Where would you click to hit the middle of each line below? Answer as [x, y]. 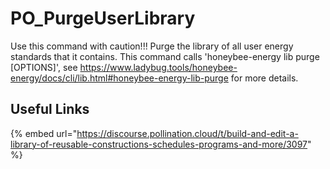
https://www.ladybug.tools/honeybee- [158, 67]
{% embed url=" [44, 133]
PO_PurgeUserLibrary [103, 18]
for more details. [264, 78]
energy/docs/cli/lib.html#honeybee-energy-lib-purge [119, 78]
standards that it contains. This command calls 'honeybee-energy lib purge [165, 56]
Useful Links [50, 109]
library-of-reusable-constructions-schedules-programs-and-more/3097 [159, 144]
